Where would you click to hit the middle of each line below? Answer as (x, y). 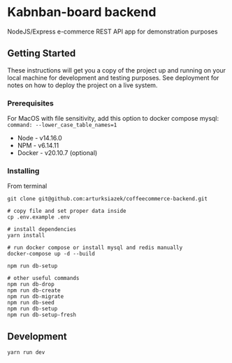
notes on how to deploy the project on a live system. (82, 85)
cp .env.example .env (39, 217)
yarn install (26, 236)
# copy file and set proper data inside (67, 211)
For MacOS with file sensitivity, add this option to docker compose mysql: (113, 119)
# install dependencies (42, 230)
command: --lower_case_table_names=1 (62, 125)
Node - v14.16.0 (40, 138)
